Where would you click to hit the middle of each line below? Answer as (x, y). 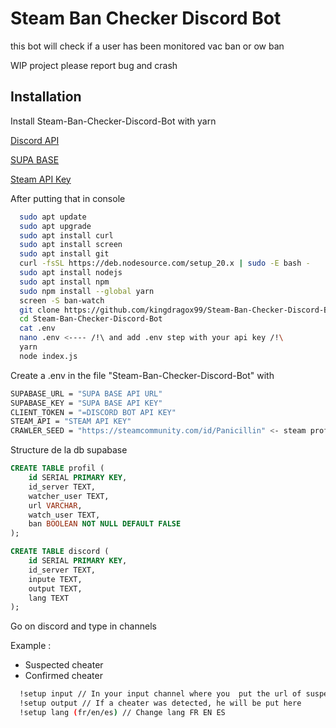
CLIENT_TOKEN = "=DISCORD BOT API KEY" (93, 412)
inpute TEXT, (55, 579)
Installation (46, 97)
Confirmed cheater (63, 676)
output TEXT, (55, 588)
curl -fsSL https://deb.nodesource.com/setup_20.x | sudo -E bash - (165, 263)
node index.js (48, 356)
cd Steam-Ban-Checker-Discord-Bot (91, 319)
